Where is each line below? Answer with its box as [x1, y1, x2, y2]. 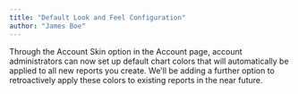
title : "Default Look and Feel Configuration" [9, 13, 186, 22]
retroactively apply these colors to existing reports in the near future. [9, 74, 263, 85]
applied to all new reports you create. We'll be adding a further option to [9, 64, 275, 76]
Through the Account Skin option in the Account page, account [9, 46, 243, 56]
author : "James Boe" [9, 21, 87, 30]
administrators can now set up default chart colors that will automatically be [9, 56, 289, 66]
